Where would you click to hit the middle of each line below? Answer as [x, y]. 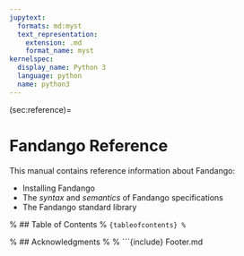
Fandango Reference [89, 145]
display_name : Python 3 [61, 68]
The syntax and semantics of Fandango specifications [123, 197]
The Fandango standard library [79, 207]
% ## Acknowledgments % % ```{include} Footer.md [106, 242]
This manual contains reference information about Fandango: [122, 170]
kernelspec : [31, 59]
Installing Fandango [59, 188]
